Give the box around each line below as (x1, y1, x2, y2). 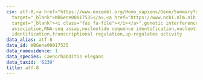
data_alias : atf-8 (6, 37, 53, 43)
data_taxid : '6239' (6, 59, 56, 65)
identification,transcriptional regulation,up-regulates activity (11, 31, 182, 37)
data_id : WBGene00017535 (6, 43, 69, 49)
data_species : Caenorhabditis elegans (6, 54, 104, 60)
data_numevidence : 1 (6, 48, 59, 54)
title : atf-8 (6, 64, 39, 71)
